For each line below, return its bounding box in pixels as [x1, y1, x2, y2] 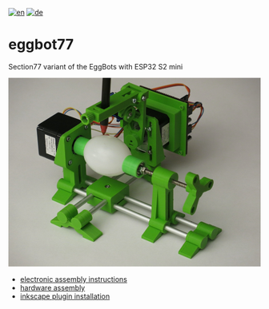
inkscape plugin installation [19, 291, 110, 301]
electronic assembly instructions [19, 274, 128, 283]
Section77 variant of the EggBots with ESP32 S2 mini [8, 61, 183, 71]
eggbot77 [8, 36, 74, 53]
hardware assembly [19, 283, 86, 292]
